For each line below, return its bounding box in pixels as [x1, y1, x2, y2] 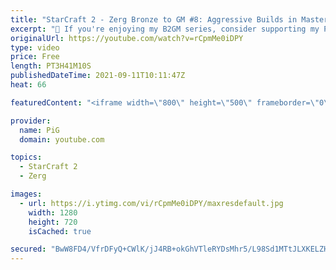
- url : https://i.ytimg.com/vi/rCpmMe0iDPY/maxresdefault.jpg [19, 198, 284, 208]
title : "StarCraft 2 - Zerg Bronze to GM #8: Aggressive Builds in [10, 14, 298, 25]
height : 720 [28, 217, 78, 227]
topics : [10, 152, 43, 163]
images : [10, 189, 43, 199]
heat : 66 [10, 80, 47, 90]
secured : [10, 244, 47, 255]
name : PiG [19, 125, 60, 135]
